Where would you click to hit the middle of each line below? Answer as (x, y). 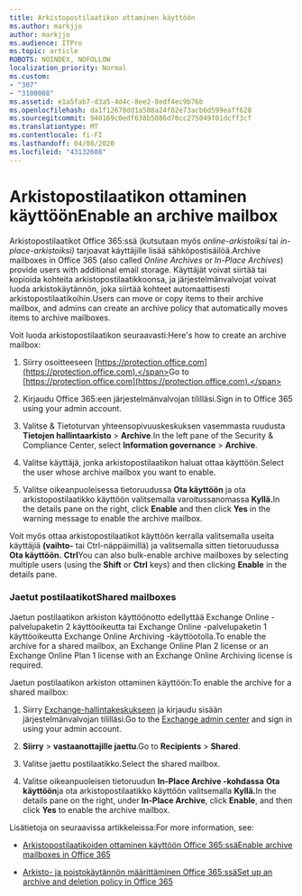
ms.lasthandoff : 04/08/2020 (62, 143)
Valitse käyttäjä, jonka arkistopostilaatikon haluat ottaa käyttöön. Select (153, 462)
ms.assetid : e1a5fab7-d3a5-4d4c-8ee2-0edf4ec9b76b (106, 102)
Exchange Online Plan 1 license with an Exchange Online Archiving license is (151, 655)
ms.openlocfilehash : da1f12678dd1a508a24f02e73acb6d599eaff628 (131, 110)
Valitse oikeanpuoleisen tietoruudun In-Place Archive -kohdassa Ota (151, 781)
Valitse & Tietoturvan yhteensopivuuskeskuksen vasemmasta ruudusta (154, 426)
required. (26, 665)
